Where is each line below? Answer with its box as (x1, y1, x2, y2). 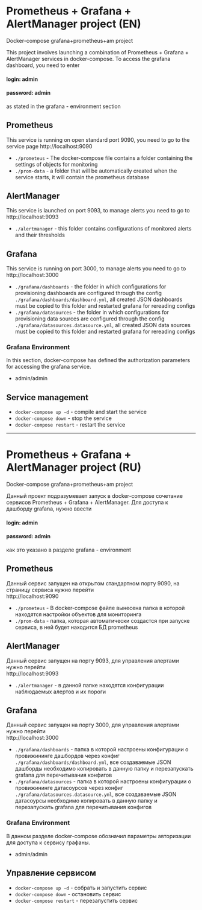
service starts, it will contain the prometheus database (14, 173, 150, 180)
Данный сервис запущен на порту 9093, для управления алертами (6, 657, 179, 664)
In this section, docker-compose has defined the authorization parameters (6, 357, 191, 364)
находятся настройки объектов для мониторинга (14, 611, 142, 618)
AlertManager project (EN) (6, 17, 141, 31)
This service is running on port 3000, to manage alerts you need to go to (6, 265, 186, 272)
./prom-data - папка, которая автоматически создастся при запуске (14, 617, 190, 624)
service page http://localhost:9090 (6, 142, 93, 150)
